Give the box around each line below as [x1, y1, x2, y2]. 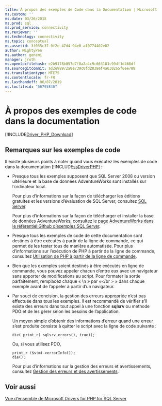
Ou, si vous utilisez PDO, [12, 341, 62, 347]
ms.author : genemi [5, 52, 42, 58]
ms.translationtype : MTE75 [5, 71, 60, 76]
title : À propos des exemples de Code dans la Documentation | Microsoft [5, 7, 158, 12]
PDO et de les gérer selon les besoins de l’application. [12, 309, 120, 314]
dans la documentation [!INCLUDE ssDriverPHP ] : [5, 164, 103, 170]
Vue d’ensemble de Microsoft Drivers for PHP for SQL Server [5, 396, 127, 402]
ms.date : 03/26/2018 [5, 16, 47, 21]
